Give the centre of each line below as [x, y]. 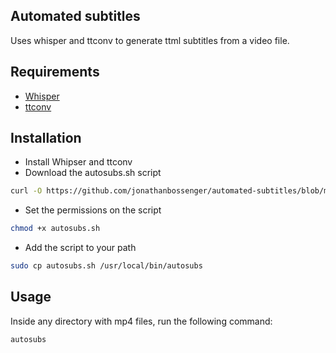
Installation [46, 138]
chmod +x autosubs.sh [55, 229]
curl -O [26, 191]
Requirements [55, 72]
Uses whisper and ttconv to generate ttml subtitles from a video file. [150, 40]
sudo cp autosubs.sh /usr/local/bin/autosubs [106, 266]
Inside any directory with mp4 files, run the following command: [141, 321]
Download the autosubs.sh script [93, 173]
